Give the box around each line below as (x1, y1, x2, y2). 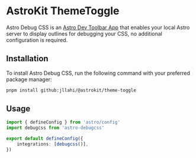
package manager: (6, 75, 52, 83)
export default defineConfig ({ (6, 135, 83, 142)
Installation (6, 53, 49, 64)
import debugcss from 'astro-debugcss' (6, 125, 105, 131)
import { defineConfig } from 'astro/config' (6, 119, 120, 125)
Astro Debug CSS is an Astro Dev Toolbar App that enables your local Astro (6, 24, 190, 31)
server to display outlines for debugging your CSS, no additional (6, 30, 163, 37)
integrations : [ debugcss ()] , (17, 141, 89, 147)
